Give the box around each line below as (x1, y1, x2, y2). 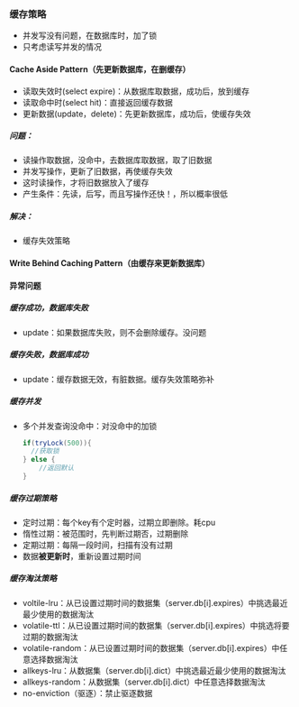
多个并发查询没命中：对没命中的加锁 (22, 420, 158, 431)
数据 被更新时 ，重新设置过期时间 (22, 550, 141, 561)
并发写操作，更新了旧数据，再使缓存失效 (22, 166, 173, 177)
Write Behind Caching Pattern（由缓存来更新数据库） (9, 258, 210, 269)
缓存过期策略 (9, 492, 57, 503)
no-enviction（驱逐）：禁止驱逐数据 (22, 687, 153, 698)
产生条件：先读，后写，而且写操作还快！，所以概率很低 (22, 188, 228, 199)
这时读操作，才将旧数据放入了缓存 (22, 178, 149, 188)
